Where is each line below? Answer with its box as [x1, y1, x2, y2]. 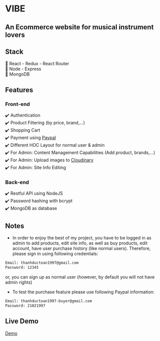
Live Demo [5, 317, 39, 326]
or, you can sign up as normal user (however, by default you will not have [5, 274, 155, 280]
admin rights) [5, 279, 32, 285]
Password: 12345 [5, 265, 39, 270]
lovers [5, 30, 25, 39]
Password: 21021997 [5, 303, 46, 308]
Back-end [5, 179, 29, 186]
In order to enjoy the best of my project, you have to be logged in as [12, 235, 152, 241]
